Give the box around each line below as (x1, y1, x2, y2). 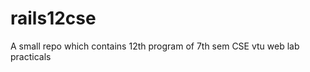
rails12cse (10, 7, 97, 30)
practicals (10, 50, 52, 62)
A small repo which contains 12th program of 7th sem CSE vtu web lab (10, 40, 300, 52)
